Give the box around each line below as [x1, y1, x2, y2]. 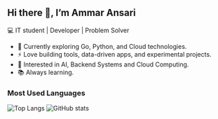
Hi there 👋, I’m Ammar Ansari [7, 7, 137, 19]
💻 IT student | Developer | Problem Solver [7, 26, 130, 34]
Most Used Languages [7, 88, 86, 98]
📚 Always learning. [17, 68, 74, 76]
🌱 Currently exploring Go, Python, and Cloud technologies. [17, 42, 187, 50]
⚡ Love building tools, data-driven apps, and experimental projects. [17, 50, 212, 58]
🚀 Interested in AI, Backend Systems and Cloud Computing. [17, 60, 189, 69]
